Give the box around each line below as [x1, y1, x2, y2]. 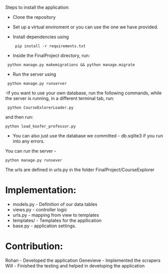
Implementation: [5, 185, 77, 196]
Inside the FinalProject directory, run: [12, 53, 90, 58]
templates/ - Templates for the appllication [12, 217, 102, 223]
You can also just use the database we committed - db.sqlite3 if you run [12, 133, 163, 139]
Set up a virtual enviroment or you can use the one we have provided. [12, 24, 158, 30]
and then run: [5, 114, 33, 120]
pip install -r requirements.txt [15, 44, 86, 49]
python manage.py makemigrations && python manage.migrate [7, 62, 136, 67]
